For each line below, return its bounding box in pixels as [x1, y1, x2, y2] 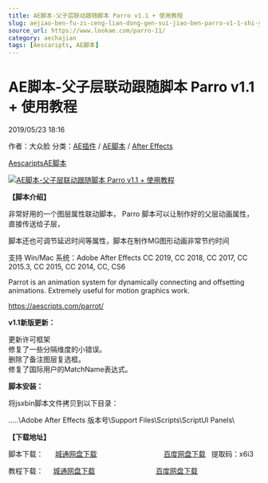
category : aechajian [8, 33, 77, 42]
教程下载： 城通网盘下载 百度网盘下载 [8, 466, 198, 476]
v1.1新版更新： [8, 318, 56, 328]
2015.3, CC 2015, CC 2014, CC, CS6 [8, 262, 126, 272]
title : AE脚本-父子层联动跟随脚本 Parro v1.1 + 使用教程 [8, 11, 183, 20]
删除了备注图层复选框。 [8, 355, 85, 364]
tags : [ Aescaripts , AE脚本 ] [8, 41, 100, 49]
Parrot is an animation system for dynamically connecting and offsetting [8, 277, 245, 287]
